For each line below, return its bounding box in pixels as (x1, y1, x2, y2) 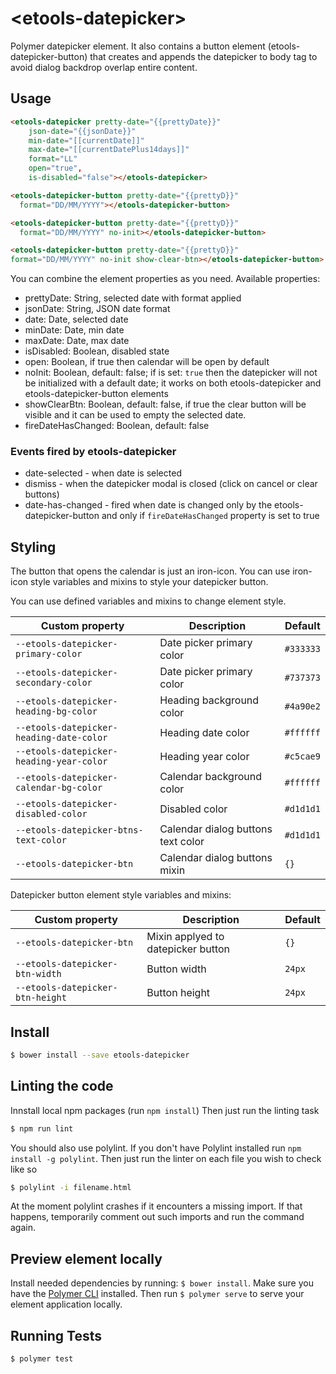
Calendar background (159, 770, 262, 784)
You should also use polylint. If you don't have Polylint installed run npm (10, 1142, 302, 1154)
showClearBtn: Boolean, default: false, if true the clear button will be (24, 398, 307, 411)
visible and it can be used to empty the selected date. (24, 409, 247, 421)
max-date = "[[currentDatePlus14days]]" (28, 145, 190, 155)
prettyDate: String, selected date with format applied (24, 292, 242, 304)
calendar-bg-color (15, 782, 103, 794)
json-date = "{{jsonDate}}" (28, 126, 137, 136)
